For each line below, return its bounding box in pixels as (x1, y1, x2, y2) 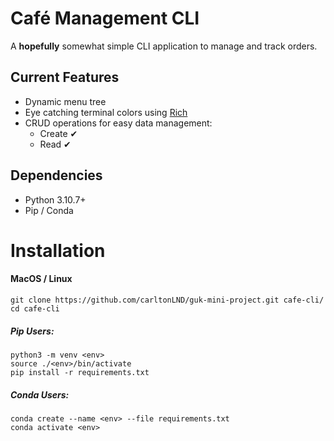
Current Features (10, 69, 120, 86)
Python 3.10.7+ (24, 193, 87, 206)
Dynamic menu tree (24, 95, 107, 107)
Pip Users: (10, 325, 55, 337)
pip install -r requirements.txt (10, 367, 150, 377)
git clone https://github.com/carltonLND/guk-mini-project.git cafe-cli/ (10, 295, 325, 305)
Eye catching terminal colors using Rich (24, 106, 188, 118)
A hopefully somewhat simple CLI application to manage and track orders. (10, 40, 318, 52)
